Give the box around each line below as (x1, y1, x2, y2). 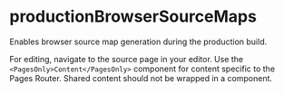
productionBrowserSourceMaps (9, 6, 257, 27)
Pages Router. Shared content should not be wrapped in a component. (9, 72, 273, 83)
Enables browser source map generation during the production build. (9, 36, 268, 47)
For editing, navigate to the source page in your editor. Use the (9, 53, 243, 64)
